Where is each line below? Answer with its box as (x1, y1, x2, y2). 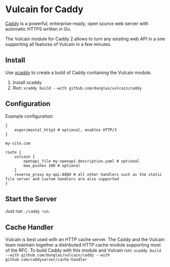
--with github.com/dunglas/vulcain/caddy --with (5, 253, 110, 258)
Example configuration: (5, 113, 54, 119)
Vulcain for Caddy (5, 4, 84, 15)
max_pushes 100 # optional (23, 163, 81, 168)
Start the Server (5, 195, 57, 203)
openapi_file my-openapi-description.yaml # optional (23, 158, 140, 164)
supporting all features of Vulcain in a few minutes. (5, 41, 112, 47)
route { (5, 149, 22, 155)
